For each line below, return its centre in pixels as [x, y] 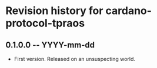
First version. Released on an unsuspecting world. [75, 59]
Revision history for [54, 11]
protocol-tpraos [45, 23]
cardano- [129, 11]
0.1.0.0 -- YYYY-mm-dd [50, 45]
